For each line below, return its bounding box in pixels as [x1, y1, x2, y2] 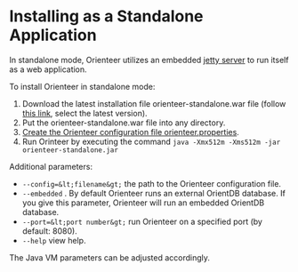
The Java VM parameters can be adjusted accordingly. [9, 252, 211, 263]
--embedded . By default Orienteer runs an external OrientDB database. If [21, 188, 286, 198]
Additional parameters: [9, 161, 93, 172]
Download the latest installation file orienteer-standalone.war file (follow [21, 98, 286, 108]
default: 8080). [21, 225, 77, 236]
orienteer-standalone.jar [21, 145, 118, 155]
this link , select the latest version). [21, 108, 149, 118]
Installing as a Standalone [9, 6, 204, 27]
